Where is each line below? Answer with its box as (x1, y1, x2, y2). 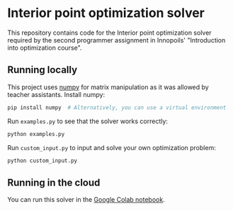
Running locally (7, 64, 78, 76)
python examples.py (7, 130, 65, 137)
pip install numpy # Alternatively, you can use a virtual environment (7, 104, 227, 111)
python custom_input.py (7, 157, 78, 164)
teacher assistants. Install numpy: (7, 90, 105, 98)
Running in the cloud (7, 176, 101, 188)
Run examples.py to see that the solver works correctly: (7, 117, 169, 125)
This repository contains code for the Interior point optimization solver (7, 28, 212, 37)
